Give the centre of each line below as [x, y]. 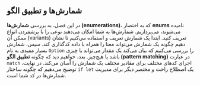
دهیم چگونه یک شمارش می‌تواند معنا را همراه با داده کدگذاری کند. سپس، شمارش [96, 44]
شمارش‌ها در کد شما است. [36, 75]
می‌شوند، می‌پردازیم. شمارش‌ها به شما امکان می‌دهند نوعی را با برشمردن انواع [94, 31]
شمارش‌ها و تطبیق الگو [45, 11]
